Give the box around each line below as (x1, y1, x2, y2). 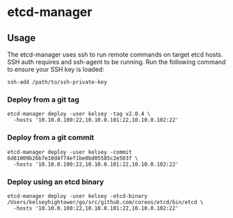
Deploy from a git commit (7, 133, 95, 143)
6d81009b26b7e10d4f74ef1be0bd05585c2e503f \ (7, 155, 138, 162)
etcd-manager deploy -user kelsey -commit (7, 148, 132, 155)
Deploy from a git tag (7, 95, 80, 104)
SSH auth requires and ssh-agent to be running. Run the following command (7, 58, 226, 66)
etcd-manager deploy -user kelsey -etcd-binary (7, 192, 148, 199)
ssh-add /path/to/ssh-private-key (7, 79, 108, 86)
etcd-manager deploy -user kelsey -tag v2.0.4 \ (7, 111, 151, 118)
